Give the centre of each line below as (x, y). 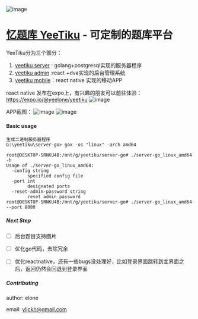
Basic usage (22, 126)
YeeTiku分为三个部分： (34, 52)
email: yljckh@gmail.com (36, 309)
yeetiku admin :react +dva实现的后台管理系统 (70, 73)
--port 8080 (21, 207)
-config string (30, 171)
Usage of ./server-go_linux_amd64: (50, 166)
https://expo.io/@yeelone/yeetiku (47, 99)
